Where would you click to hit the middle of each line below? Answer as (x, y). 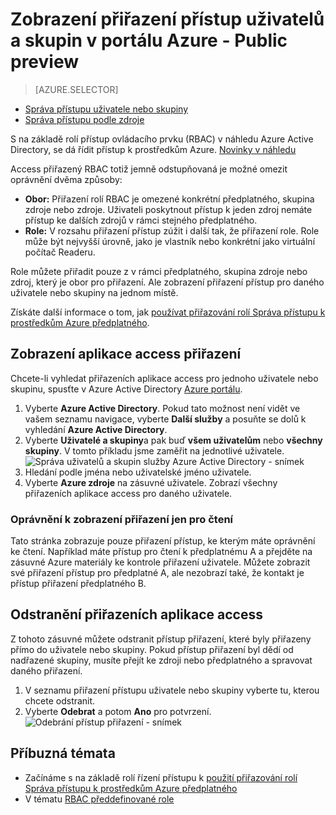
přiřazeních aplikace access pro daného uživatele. (128, 493)
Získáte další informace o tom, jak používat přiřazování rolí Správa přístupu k (168, 312)
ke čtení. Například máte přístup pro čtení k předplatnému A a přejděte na (161, 552)
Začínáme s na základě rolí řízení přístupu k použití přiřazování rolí (161, 777)
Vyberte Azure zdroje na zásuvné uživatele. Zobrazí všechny (151, 482)
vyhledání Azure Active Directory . (96, 429)
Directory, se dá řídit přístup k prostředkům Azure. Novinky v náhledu (153, 149)
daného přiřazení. (46, 670)
